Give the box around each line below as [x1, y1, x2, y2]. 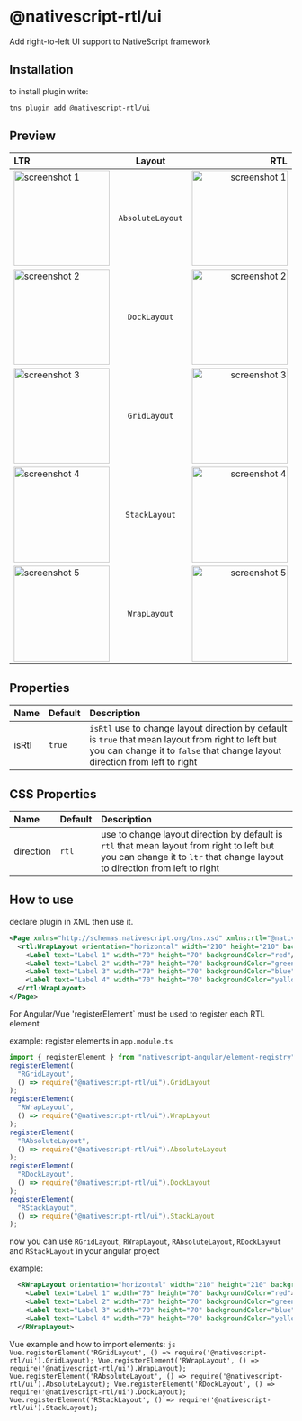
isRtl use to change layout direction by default [89, 722, 288, 734]
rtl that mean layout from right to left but [100, 839, 275, 852]
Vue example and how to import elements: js [9, 1338, 177, 1349]
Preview [9, 129, 57, 144]
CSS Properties [9, 786, 97, 802]
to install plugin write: [9, 85, 89, 96]
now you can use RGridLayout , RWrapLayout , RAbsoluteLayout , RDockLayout [9, 1236, 281, 1247]
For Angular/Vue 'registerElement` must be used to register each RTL [9, 1008, 265, 1019]
